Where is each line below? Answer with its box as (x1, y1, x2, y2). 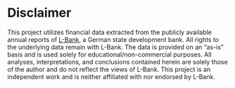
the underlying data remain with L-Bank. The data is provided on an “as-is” (7, 43, 224, 51)
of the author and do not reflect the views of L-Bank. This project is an (7, 65, 211, 73)
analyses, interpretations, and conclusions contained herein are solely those (7, 57, 229, 66)
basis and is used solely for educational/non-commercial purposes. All (7, 50, 212, 59)
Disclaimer (7, 5, 72, 21)
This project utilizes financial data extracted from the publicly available (7, 28, 212, 36)
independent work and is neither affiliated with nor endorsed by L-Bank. (7, 72, 216, 81)
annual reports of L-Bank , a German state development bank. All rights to (7, 35, 220, 43)
